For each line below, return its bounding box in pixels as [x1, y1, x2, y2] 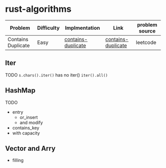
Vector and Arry [5, 144, 56, 153]
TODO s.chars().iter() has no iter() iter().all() [5, 72, 108, 78]
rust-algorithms [5, 3, 72, 15]
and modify [19, 120, 43, 126]
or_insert [19, 114, 38, 120]
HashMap [5, 86, 36, 95]
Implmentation [65, 24, 100, 31]
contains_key [12, 125, 40, 130]
